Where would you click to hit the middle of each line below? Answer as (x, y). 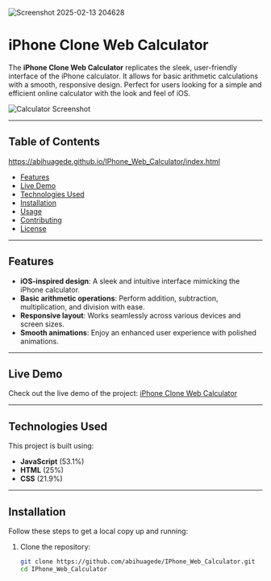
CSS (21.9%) (41, 479)
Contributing (41, 220)
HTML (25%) (42, 470)
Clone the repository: (55, 547)
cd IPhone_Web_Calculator (63, 569)
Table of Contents (54, 142)
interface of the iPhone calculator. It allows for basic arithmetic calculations (133, 76)
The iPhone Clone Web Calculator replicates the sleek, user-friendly (123, 67)
